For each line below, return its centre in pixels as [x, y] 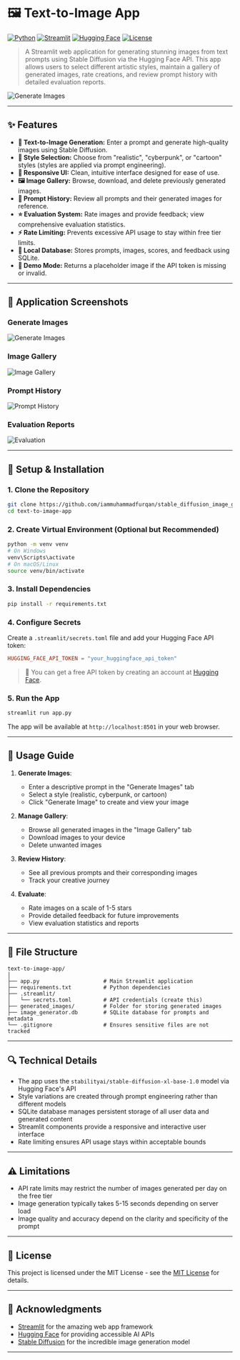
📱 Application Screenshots [68, 302]
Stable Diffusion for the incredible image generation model [104, 1341]
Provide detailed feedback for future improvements [104, 915]
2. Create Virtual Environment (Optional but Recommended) [113, 529]
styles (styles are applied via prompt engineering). [92, 165]
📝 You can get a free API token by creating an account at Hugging [122, 672]
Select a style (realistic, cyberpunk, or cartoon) [98, 794]
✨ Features [32, 125]
